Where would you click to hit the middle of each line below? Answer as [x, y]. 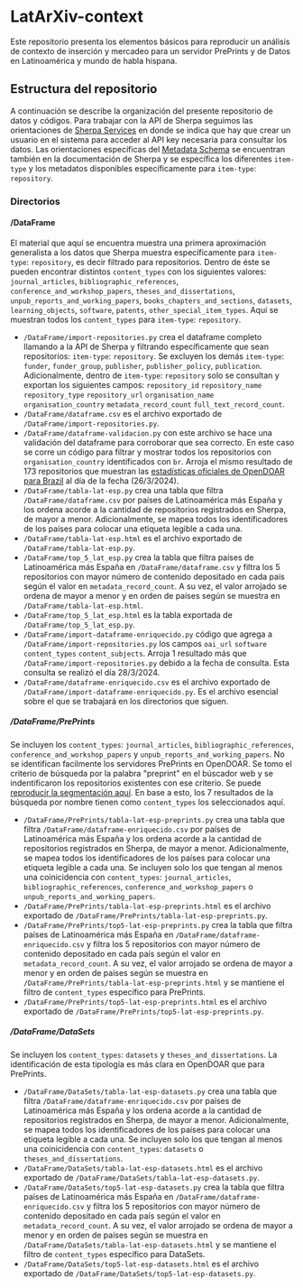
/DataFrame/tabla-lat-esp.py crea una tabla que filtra [123, 490]
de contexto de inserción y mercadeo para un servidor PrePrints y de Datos [151, 51]
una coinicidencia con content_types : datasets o [113, 1148]
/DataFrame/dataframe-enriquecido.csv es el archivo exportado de [147, 682]
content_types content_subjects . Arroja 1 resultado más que [135, 653]
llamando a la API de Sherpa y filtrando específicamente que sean [146, 346]
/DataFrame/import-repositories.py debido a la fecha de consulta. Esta [156, 662]
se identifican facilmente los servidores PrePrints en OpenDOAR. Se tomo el [151, 763]
